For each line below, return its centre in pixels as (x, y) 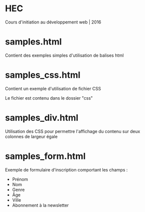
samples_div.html (42, 118)
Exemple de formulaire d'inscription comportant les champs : (66, 170)
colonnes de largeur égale (31, 136)
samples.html (33, 42)
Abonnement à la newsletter (41, 205)
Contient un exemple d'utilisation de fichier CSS (53, 88)
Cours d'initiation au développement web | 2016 (53, 22)
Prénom (20, 179)
